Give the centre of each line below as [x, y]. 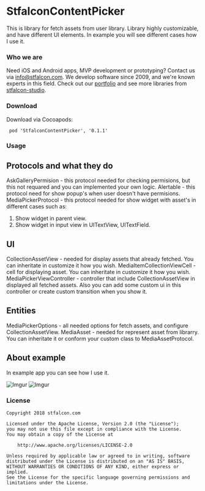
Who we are [24, 57]
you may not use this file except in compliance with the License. [94, 429]
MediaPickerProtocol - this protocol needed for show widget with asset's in [101, 200]
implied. [17, 472]
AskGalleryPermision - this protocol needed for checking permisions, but [99, 181]
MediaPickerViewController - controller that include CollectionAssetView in [101, 279]
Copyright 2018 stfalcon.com [43, 413]
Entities [21, 311]
